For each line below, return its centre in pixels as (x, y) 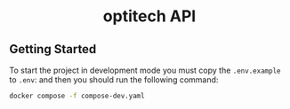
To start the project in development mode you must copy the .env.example (145, 70)
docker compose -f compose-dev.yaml (77, 96)
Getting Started (53, 49)
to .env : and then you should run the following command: (114, 80)
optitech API (149, 16)
